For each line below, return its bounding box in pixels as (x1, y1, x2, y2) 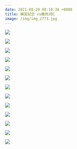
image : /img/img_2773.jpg (5, 16, 57, 21)
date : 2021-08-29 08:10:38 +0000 (5, 7, 73, 12)
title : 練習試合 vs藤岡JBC (5, 12, 55, 17)
